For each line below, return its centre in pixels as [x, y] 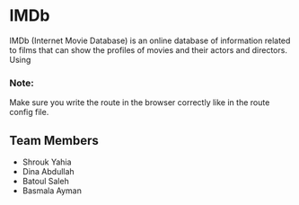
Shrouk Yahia [47, 162]
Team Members [54, 140]
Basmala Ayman [52, 191]
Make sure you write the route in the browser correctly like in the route [140, 102]
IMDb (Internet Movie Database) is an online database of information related [150, 40]
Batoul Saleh [45, 182]
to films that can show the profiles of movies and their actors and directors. [148, 49]
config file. [29, 112]
